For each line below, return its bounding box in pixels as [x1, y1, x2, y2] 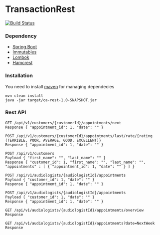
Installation [5, 72, 33, 79]
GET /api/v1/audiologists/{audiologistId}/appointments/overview [5, 208, 144, 213]
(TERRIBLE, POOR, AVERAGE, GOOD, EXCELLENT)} [5, 138, 101, 143]
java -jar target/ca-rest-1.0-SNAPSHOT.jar [5, 97, 97, 103]
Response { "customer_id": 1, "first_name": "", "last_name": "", [5, 160, 146, 165]
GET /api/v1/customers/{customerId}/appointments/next [5, 120, 122, 125]
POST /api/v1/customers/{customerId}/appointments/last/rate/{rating [5, 133, 153, 138]
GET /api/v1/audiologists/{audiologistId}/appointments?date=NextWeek [5, 221, 155, 226]
